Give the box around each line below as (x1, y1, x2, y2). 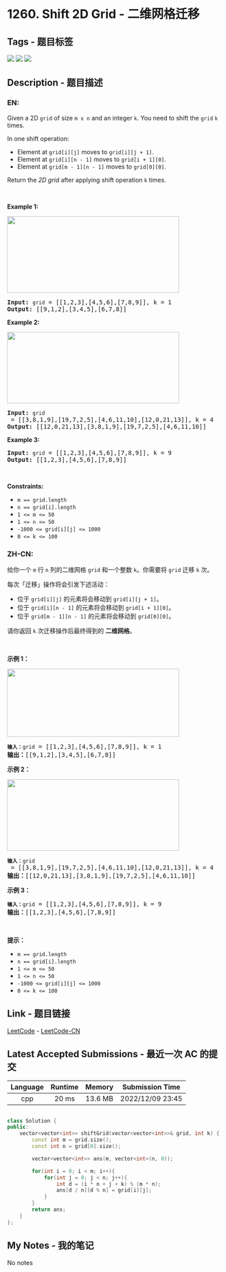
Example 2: (7, 318, 40, 326)
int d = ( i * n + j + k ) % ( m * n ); (56, 1180, 161, 1187)
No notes (7, 1258, 33, 1266)
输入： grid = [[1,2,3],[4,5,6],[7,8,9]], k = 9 (7, 900, 162, 908)
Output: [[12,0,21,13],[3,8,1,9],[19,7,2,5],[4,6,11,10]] (7, 423, 207, 430)
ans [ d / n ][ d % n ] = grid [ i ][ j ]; (56, 1187, 152, 1194)
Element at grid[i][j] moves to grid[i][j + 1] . (16, 147, 155, 156)
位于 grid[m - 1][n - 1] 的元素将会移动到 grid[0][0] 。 (16, 612, 175, 620)
